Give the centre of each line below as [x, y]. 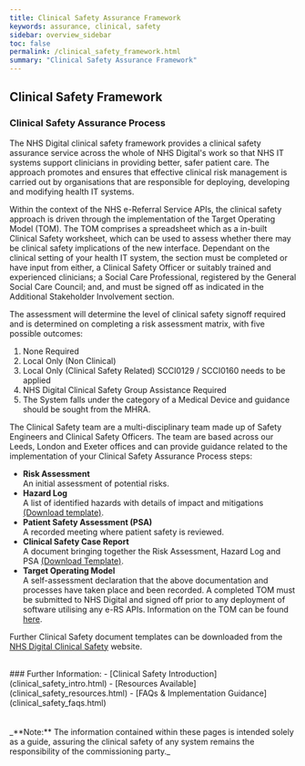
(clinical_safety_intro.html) [58, 683]
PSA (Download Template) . [73, 561]
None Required [51, 351]
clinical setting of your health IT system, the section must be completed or [149, 257]
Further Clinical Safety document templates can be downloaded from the [146, 637]
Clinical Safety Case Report [76, 541]
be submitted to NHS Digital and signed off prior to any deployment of [154, 599]
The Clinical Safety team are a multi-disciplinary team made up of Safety [146, 427]
